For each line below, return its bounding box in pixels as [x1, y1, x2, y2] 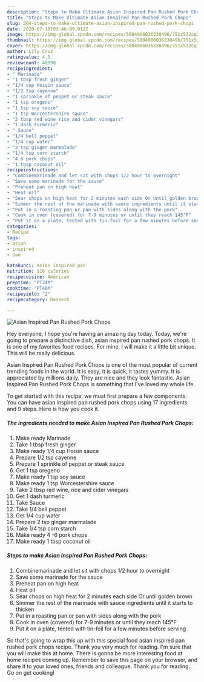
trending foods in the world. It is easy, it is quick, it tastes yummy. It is [7, 368, 180, 375]
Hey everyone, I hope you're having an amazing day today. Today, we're [7, 330, 187, 338]
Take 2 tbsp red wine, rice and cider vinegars [15, 486, 129, 494]
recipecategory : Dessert [7, 296, 70, 302]
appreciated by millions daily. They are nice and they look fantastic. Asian [7, 374, 190, 381]
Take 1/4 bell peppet [15, 505, 67, 513]
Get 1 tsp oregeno [15, 467, 60, 474]
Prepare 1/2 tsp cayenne [15, 454, 77, 462]
